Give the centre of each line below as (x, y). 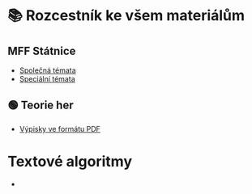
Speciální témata (47, 79)
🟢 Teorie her (41, 105)
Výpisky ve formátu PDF (60, 129)
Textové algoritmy (70, 162)
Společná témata (47, 70)
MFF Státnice (42, 51)
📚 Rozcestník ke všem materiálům (126, 16)
